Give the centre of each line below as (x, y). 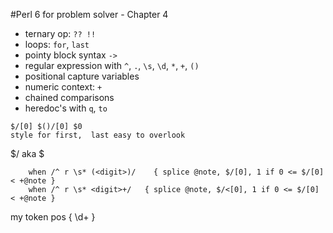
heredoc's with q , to (66, 108)
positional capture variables (82, 76)
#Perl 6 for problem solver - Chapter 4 (89, 14)
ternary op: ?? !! (60, 33)
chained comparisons (69, 97)
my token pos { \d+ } (53, 217)
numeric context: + (63, 87)
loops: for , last (57, 44)
